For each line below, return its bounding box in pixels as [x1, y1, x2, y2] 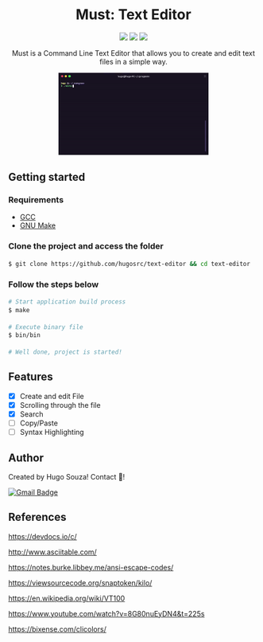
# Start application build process [8, 297, 126, 306]
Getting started [8, 170, 86, 184]
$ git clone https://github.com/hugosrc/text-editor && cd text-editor [8, 260, 250, 268]
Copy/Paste [19, 418, 58, 428]
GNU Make [19, 221, 56, 230]
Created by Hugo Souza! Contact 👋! [8, 472, 126, 481]
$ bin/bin [8, 331, 41, 339]
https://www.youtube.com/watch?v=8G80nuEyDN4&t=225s [8, 609, 205, 618]
